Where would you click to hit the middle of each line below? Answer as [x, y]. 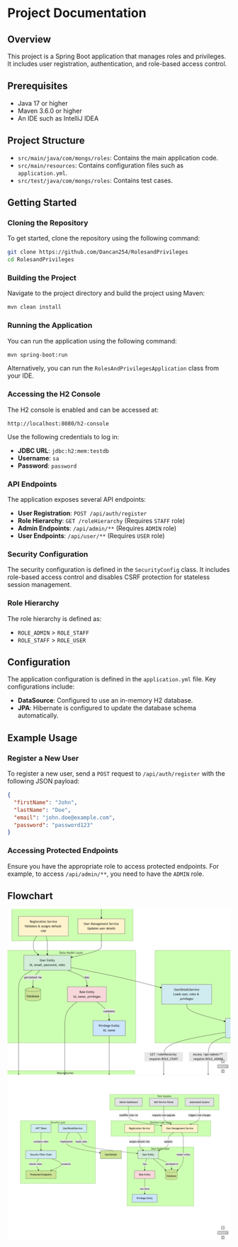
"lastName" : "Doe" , [42, 810]
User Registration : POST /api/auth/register [82, 513]
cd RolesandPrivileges [41, 260]
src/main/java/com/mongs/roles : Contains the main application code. [118, 158]
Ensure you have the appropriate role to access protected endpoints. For [113, 866]
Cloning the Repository [48, 223]
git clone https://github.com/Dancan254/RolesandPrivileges [98, 252]
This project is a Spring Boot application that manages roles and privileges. [117, 56]
